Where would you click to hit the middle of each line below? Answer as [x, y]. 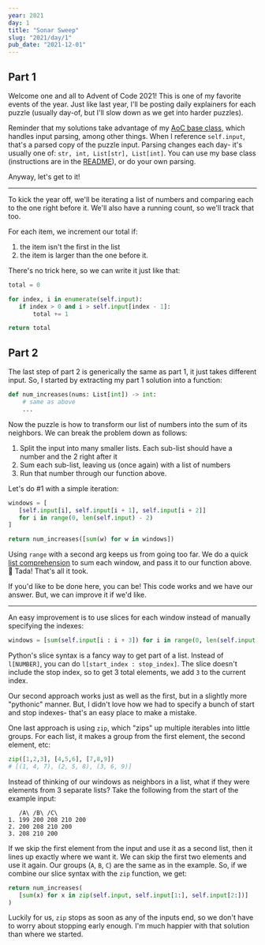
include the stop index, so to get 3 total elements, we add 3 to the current [127, 672]
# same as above [49, 402]
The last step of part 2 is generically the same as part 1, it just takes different [132, 372]
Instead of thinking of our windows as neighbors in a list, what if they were [129, 782]
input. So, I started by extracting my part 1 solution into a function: [115, 381]
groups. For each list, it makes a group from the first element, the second [127, 736]
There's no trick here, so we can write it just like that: [94, 270]
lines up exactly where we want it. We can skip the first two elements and [127, 857]
